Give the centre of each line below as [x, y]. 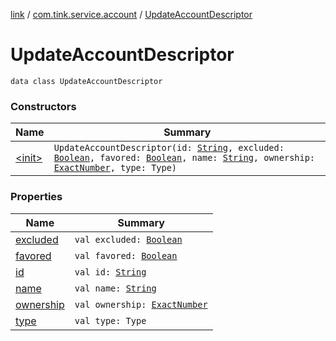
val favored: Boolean [126, 255]
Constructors [43, 106]
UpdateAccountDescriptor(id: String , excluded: [169, 148]
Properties [36, 197]
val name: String [115, 288]
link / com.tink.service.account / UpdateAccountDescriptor [131, 14]
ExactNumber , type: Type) [115, 168]
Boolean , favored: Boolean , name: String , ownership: [184, 158]
